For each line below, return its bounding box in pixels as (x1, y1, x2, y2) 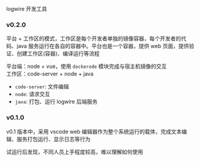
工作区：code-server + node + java (6, 70, 94, 77)
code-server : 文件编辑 (14, 83, 69, 90)
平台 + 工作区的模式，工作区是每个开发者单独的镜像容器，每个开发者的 (6, 35, 181, 42)
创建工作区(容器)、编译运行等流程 (16, 50, 100, 57)
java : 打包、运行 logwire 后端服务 (14, 98, 98, 105)
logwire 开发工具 (6, 5, 47, 12)
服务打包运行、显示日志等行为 (16, 135, 91, 142)
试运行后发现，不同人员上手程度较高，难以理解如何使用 (6, 148, 143, 155)
